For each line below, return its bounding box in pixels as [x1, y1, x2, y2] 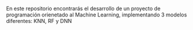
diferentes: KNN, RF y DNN [6, 18, 72, 24]
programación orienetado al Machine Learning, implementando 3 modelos [6, 11, 188, 18]
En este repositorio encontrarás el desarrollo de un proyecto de [6, 5, 161, 12]
